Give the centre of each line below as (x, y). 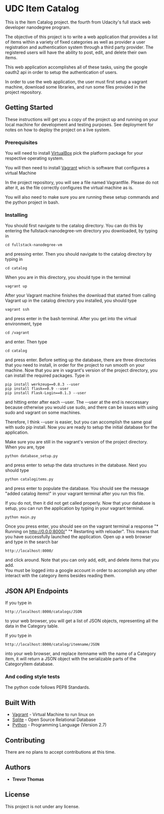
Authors (18, 767)
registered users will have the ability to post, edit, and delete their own (76, 52)
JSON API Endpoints (37, 591)
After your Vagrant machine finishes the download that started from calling (80, 295)
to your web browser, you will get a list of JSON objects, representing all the (82, 621)
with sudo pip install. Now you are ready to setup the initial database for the (81, 427)
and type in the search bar (32, 542)
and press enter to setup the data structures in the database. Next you (76, 465)
